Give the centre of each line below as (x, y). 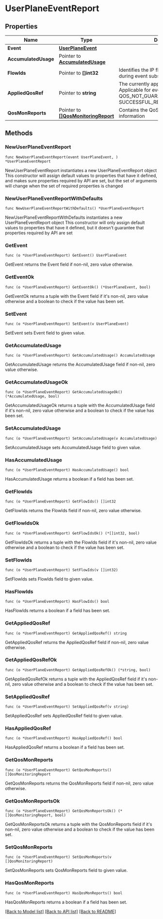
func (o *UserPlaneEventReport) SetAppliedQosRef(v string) (67, 707)
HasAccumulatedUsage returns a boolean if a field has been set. (70, 479)
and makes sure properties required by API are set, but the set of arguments (81, 180)
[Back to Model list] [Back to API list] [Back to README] (61, 911)
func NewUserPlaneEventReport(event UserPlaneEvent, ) (62, 157)
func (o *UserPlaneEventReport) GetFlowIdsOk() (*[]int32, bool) (72, 533)
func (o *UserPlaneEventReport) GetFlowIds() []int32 (61, 502)
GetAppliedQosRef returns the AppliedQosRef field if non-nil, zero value (77, 642)
